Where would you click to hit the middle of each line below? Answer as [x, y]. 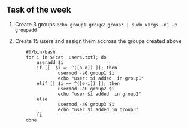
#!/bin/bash [41, 52]
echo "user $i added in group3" [98, 109]
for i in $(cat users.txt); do [66, 57]
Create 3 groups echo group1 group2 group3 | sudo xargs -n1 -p [96, 24]
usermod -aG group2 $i [86, 89]
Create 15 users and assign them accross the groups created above [98, 41]
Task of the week [39, 10]
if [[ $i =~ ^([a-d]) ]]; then [77, 68]
